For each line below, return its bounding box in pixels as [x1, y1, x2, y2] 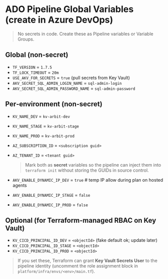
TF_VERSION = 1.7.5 [12, 64, 52, 70]
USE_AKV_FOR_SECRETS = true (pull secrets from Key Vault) [12, 74, 130, 81]
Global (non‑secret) [5, 51, 69, 59]
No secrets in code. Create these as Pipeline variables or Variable [17, 31, 153, 37]
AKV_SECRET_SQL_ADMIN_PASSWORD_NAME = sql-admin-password [12, 85, 136, 91]
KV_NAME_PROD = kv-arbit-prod [12, 132, 74, 138]
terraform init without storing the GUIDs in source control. [25, 167, 149, 173]
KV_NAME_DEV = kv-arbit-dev [12, 113, 70, 119]
